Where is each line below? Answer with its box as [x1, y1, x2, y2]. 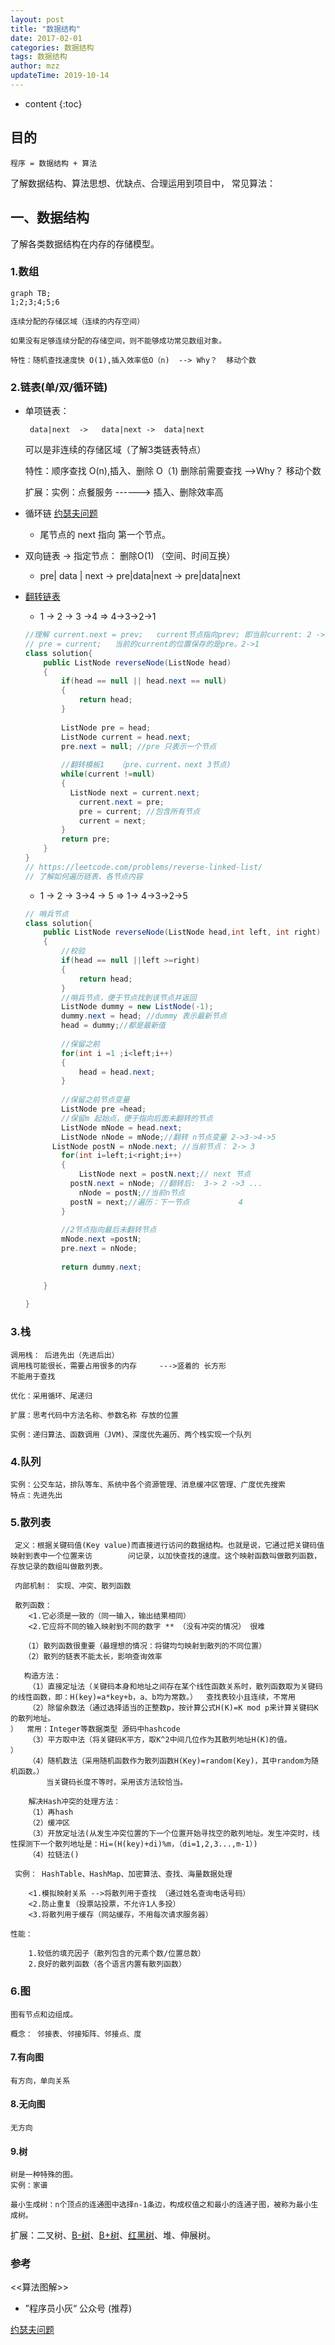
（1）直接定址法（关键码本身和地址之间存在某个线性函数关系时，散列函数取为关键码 [28, 1682, 323, 1692]
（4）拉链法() [28, 1850, 80, 1860]
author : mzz [10, 61, 60, 71]
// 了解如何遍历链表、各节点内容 [24, 871, 143, 881]
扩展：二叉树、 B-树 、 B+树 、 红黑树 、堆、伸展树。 [10, 2229, 217, 2241]
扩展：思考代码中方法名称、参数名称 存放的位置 [10, 1410, 179, 1420]
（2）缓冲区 [28, 1818, 71, 1828]
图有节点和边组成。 [10, 2009, 78, 2020]
